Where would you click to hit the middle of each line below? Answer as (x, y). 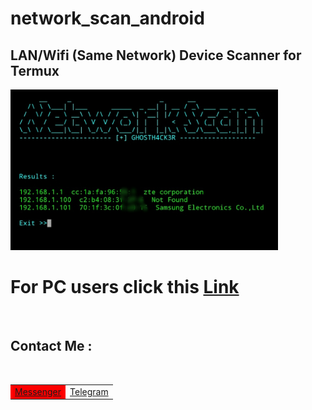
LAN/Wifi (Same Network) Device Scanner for (156, 55)
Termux (35, 70)
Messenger (38, 391)
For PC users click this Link (125, 287)
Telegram (89, 391)
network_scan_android (107, 18)
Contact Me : (51, 346)
